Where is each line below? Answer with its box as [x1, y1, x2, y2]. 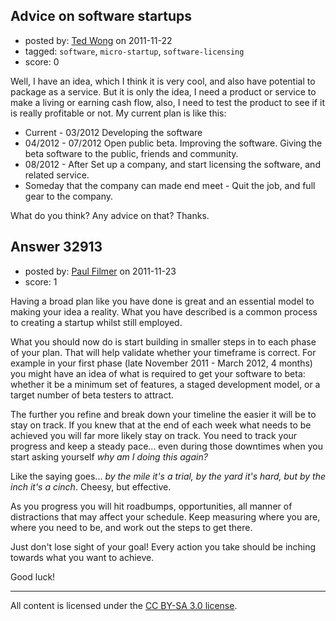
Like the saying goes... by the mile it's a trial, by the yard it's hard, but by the [10, 470, 326, 482]
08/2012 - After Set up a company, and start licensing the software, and [24, 158, 321, 170]
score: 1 [24, 275, 58, 288]
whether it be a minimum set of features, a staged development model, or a [10, 378, 321, 390]
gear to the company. [24, 190, 114, 202]
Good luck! [10, 570, 56, 583]
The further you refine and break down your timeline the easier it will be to [10, 408, 317, 420]
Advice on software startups [10, 8, 192, 25]
